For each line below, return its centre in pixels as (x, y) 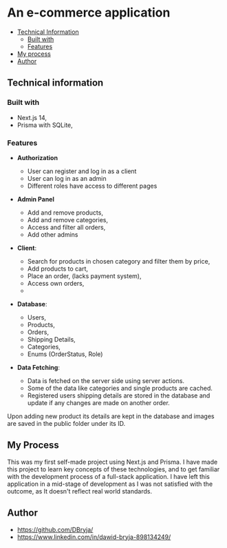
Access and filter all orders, (66, 227)
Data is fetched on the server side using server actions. (106, 380)
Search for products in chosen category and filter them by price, (119, 261)
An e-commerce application (89, 13)
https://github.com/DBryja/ (55, 529)
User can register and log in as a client (82, 171)
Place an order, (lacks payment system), (84, 276)
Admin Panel (36, 199)
